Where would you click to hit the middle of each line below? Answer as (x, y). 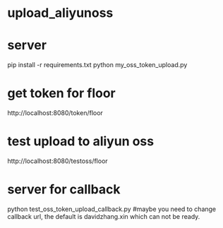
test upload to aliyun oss (80, 142)
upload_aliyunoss (60, 13)
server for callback (64, 190)
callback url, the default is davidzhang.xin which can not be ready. (104, 216)
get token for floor (61, 94)
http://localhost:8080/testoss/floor (58, 161)
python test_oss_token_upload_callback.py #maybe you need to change (112, 209)
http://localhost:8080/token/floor (55, 113)
